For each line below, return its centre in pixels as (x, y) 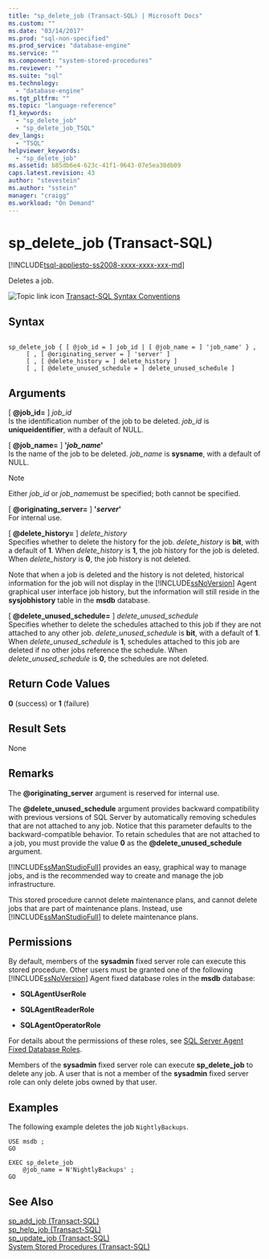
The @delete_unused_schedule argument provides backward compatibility (134, 808)
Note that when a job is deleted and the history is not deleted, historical (126, 575)
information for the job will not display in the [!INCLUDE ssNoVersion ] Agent (132, 583)
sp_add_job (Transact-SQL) (54, 1220)
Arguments (37, 393)
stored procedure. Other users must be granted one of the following (120, 970)
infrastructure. (32, 884)
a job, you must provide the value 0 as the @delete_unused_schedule (125, 843)
